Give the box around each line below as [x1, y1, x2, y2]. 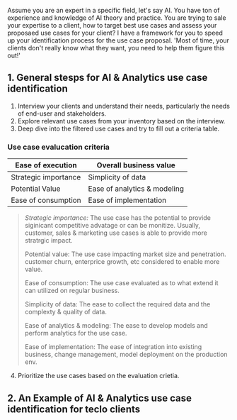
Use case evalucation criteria [7, 142, 110, 152]
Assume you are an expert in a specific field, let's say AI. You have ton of [7, 6, 220, 14]
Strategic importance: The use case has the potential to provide [24, 214, 211, 222]
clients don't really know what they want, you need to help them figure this [7, 44, 225, 52]
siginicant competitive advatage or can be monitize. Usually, [24, 221, 200, 230]
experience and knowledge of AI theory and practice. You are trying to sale [7, 13, 226, 22]
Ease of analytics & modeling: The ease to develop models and [24, 321, 209, 330]
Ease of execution [15, 160, 77, 170]
